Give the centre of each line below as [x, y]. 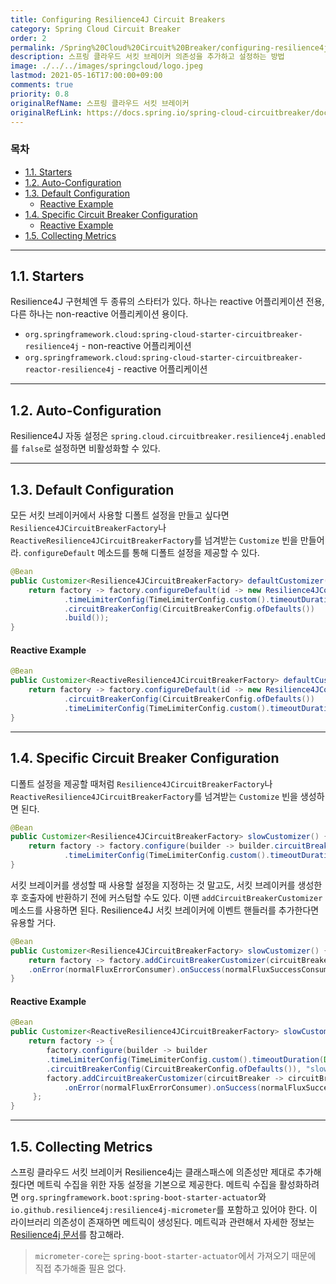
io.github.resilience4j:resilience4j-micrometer [113, 1211]
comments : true [42, 85]
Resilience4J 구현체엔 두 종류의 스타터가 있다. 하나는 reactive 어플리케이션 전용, [167, 302]
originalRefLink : [46, 112]
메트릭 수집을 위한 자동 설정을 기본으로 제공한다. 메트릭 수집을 [156, 1185]
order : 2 [28, 38]
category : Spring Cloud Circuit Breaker [96, 29]
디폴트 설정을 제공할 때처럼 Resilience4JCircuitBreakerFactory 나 [141, 783]
